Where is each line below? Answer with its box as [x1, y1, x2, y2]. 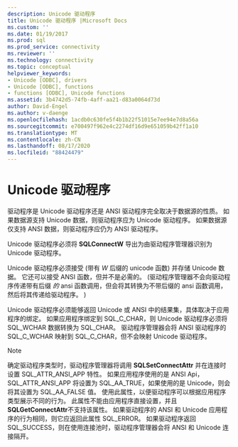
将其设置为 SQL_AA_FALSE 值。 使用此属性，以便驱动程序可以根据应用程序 [7, 387, 227, 396]
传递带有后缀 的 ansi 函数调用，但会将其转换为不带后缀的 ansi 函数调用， [13, 281, 227, 290]
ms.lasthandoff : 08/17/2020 [7, 143, 91, 150]
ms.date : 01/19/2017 [7, 30, 69, 38]
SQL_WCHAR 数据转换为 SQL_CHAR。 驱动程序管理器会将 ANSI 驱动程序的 [7, 323, 227, 331]
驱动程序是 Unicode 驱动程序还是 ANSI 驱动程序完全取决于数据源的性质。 [7, 207, 222, 215]
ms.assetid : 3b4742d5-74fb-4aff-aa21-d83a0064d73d [7, 97, 161, 104]
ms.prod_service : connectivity [7, 43, 100, 50]
